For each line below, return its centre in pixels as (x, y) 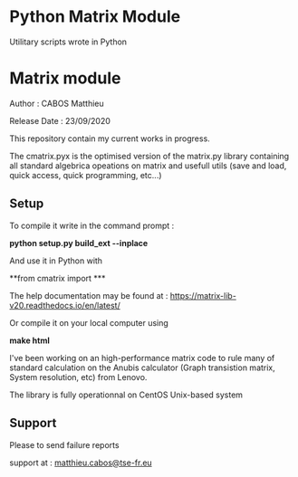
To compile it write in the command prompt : (92, 225)
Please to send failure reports (64, 444)
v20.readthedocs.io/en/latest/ (65, 305)
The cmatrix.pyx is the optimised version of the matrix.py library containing (149, 156)
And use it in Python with (56, 261)
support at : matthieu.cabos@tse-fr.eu (81, 463)
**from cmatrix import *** (58, 278)
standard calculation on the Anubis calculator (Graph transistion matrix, (143, 367)
